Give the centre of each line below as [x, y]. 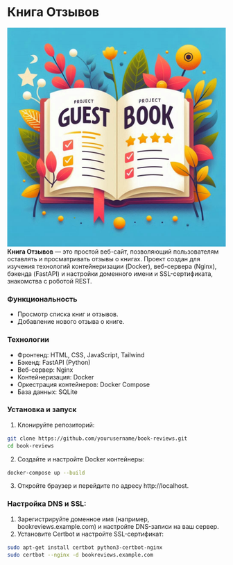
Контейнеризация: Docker [55, 377]
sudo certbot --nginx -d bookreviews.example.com [80, 555]
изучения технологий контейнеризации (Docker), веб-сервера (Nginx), [112, 266]
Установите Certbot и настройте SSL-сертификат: [90, 534]
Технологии [28, 340]
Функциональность [42, 299]
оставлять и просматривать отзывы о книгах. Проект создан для [104, 259]
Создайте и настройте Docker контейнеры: [81, 459]
